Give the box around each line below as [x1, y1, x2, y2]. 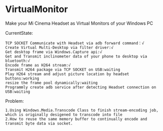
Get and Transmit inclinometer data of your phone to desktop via [5, 54, 147, 59]
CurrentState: [5, 30, 34, 36]
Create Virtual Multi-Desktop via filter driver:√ [5, 45, 114, 50]
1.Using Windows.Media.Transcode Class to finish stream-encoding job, [5, 107, 158, 113]
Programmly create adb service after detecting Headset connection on [5, 85, 156, 90]
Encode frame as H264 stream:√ [5, 62, 71, 68]
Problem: [5, 98, 24, 104]
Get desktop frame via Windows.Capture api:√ [5, 49, 102, 54]
